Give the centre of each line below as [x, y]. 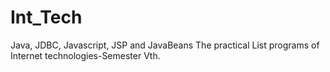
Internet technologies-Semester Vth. [85, 55]
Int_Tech [46, 17]
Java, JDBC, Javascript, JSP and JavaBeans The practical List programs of [165, 45]
